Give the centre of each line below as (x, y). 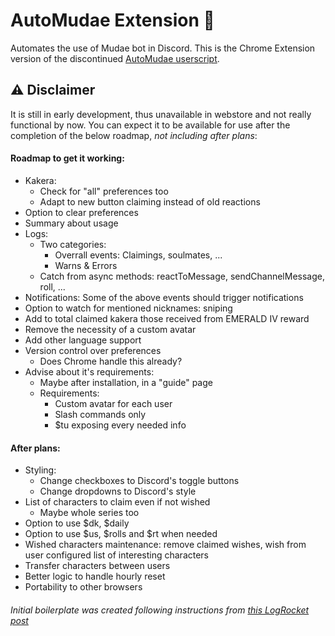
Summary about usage (71, 223)
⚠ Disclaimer (53, 90)
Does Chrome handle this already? (111, 361)
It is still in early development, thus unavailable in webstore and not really (161, 114)
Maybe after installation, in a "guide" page (126, 382)
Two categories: (73, 244)
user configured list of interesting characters (117, 555)
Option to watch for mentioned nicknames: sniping (128, 308)
